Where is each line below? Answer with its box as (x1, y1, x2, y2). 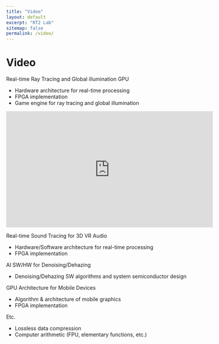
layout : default (6, 14, 46, 20)
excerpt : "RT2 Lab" (6, 19, 54, 25)
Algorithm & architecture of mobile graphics (14, 296, 121, 303)
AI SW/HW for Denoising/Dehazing (6, 261, 91, 268)
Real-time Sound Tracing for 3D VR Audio (6, 232, 107, 240)
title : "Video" (6, 8, 44, 15)
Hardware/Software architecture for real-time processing (14, 244, 153, 251)
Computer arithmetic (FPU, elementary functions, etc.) (14, 331, 148, 338)
